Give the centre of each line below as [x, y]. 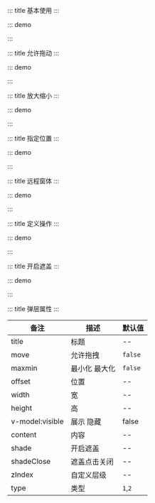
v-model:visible [37, 421]
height [22, 408]
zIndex [22, 475]
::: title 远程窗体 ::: [33, 181]
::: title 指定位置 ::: [33, 138]
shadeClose [31, 461]
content [24, 434]
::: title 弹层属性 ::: [33, 309]
